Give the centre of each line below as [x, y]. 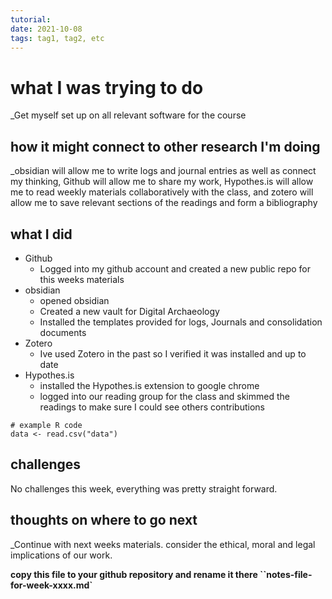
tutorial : [31, 19]
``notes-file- [286, 574]
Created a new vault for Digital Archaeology [129, 311]
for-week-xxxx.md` [51, 585]
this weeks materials [82, 279]
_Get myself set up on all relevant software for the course [128, 115]
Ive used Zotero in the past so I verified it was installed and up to [173, 353]
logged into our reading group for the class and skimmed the [164, 396]
